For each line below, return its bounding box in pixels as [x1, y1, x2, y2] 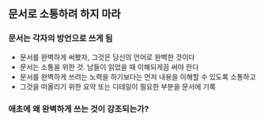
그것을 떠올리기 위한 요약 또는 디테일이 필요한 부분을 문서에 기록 [19, 82, 216, 91]
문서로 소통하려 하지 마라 [8, 7, 121, 21]
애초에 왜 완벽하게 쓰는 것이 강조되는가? [8, 103, 149, 114]
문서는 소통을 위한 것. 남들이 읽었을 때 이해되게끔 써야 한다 [19, 62, 199, 71]
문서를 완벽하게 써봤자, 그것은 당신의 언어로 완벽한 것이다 [19, 52, 195, 61]
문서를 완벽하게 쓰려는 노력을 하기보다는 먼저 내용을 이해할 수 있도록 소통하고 [19, 71, 257, 81]
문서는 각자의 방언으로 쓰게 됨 [8, 33, 113, 44]
